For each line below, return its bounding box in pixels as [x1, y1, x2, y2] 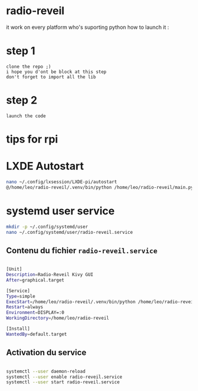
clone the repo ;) [6, 64, 51, 69]
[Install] [6, 326, 31, 332]
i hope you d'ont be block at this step [6, 69, 107, 75]
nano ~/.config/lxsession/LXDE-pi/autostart [6, 178, 117, 185]
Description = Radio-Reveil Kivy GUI [6, 272, 94, 278]
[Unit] [6, 266, 22, 272]
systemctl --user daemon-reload [6, 368, 85, 375]
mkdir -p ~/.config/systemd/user [6, 224, 88, 230]
